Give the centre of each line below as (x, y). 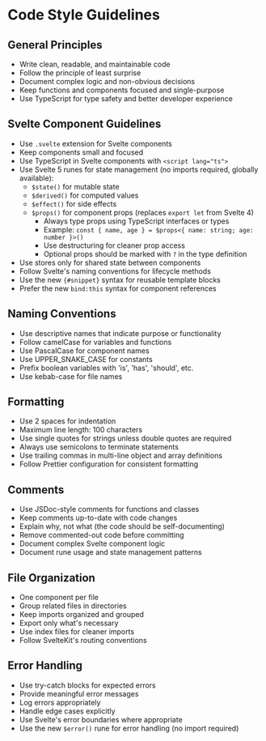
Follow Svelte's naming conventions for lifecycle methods (115, 271)
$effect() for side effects (74, 203)
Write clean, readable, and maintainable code (95, 64)
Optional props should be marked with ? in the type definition (145, 253)
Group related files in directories (73, 606)
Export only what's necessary (69, 623)
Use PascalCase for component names (84, 351)
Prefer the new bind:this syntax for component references (118, 288)
